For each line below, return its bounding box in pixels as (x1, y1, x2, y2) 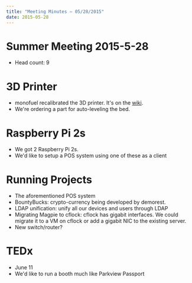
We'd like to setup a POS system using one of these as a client (14, 152, 167, 160)
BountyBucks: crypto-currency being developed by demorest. (14, 199, 167, 206)
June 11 (14, 264, 33, 271)
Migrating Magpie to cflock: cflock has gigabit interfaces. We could (14, 211, 178, 219)
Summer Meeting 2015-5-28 (6, 40, 149, 53)
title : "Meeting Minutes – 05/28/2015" (6, 8, 105, 15)
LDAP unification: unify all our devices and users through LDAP (14, 205, 168, 212)
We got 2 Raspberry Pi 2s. (14, 146, 79, 153)
